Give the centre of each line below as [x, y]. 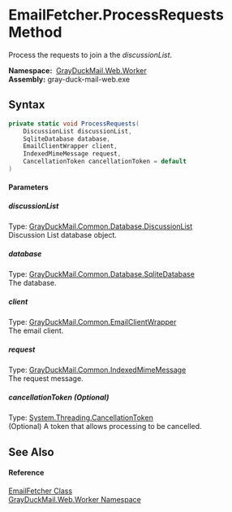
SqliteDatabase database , [67, 139]
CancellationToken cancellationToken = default [105, 162]
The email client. [36, 330]
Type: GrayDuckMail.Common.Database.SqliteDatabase [101, 274]
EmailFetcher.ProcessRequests [116, 15]
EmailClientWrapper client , [70, 147]
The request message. [46, 379]
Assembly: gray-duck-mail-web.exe [69, 79]
